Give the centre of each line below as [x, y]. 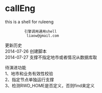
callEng [20, 8]
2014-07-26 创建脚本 [26, 51]
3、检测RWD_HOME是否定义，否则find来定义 [50, 85]
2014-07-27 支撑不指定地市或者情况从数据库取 [51, 57]
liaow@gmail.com [43, 36]
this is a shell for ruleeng [29, 22]
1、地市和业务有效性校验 [29, 73]
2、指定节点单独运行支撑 [30, 80]
